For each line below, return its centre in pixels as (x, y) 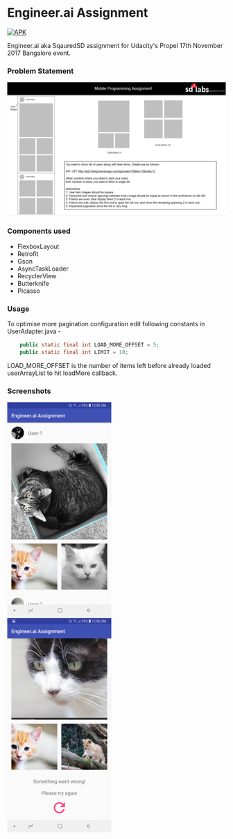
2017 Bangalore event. (39, 53)
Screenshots (29, 391)
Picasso (28, 291)
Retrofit (28, 254)
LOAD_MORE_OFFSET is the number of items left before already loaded (109, 365)
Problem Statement (41, 71)
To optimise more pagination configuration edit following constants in (106, 323)
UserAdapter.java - (34, 331)
